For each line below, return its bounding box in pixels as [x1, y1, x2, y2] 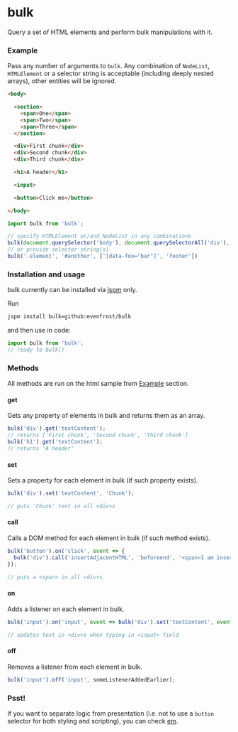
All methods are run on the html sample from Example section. [7, 380, 189, 388]
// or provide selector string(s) [7, 246, 110, 253]
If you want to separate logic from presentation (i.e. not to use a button [7, 709, 215, 718]
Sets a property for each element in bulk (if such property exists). [7, 476, 198, 485]
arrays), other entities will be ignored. [7, 77, 117, 85]
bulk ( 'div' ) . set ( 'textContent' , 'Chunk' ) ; [7, 490, 135, 497]
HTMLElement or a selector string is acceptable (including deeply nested [7, 69, 214, 78]
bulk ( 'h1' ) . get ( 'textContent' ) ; [7, 438, 103, 446]
